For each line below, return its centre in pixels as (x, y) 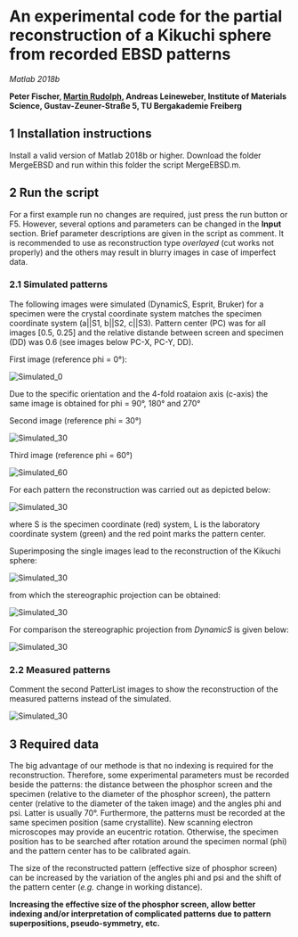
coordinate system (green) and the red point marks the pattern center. (138, 533)
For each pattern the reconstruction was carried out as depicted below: (140, 489)
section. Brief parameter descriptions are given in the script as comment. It (147, 233)
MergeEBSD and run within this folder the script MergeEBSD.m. (125, 164)
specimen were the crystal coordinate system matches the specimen (136, 313)
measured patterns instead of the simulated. (90, 699)
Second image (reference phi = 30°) (76, 420)
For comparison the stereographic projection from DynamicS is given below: (149, 629)
